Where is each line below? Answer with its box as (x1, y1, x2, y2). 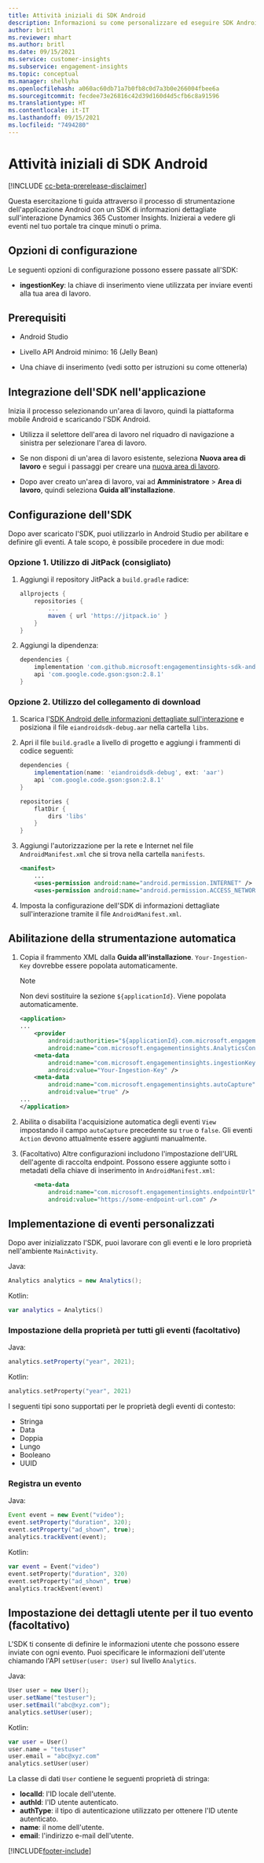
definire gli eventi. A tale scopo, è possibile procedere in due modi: (8, 537, 225, 546)
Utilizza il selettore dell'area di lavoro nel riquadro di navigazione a (19, 430, 235, 439)
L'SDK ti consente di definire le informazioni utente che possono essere (8, 1640, 240, 1649)
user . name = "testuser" (8, 1745, 86, 1753)
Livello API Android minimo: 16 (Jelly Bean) (19, 347, 159, 357)
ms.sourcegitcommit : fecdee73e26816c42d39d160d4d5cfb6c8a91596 (8, 92, 220, 100)
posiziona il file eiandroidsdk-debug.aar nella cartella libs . (19, 722, 209, 732)
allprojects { (19, 590, 66, 598)
